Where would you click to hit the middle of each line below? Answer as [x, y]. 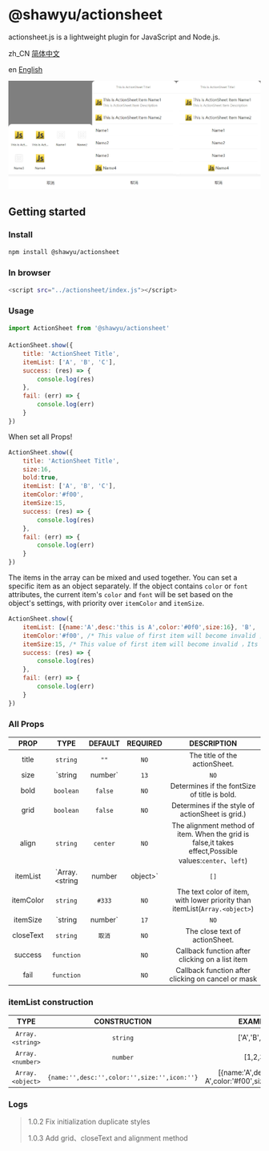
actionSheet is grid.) [213, 814]
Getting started [47, 211]
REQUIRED [145, 744]
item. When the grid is [213, 834]
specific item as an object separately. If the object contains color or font [128, 586]
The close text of [213, 931]
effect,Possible [213, 850]
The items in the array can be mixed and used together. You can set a [123, 578]
